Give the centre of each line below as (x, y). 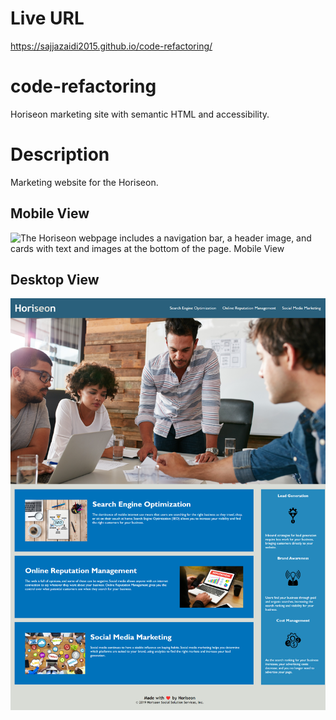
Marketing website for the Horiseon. (84, 182)
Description (60, 154)
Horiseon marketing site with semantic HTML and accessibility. (140, 114)
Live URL (47, 18)
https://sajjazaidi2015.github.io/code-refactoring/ (111, 46)
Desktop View (55, 280)
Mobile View (50, 213)
